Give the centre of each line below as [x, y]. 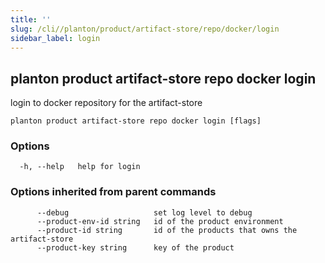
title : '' [31, 19]
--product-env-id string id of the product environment [160, 221]
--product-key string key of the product [135, 247]
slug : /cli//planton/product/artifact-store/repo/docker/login [145, 29]
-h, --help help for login [80, 167]
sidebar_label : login [55, 38]
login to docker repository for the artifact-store [106, 103]
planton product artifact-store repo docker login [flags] [136, 121]
